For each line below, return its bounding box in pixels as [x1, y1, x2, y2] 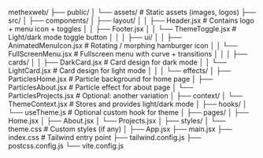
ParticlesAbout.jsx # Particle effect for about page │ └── [8, 83, 194, 92]
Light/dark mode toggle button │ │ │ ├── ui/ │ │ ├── [8, 32, 183, 42]
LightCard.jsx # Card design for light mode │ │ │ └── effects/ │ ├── [8, 66, 232, 75]
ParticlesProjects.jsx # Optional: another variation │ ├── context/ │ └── [8, 91, 243, 100]
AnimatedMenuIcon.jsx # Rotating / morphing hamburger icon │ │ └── [8, 41, 238, 50]
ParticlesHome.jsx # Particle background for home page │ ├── [8, 75, 213, 83]
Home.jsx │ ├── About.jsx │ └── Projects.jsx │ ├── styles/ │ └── [8, 116, 226, 125]
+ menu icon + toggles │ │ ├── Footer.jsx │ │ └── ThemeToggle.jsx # [8, 24, 237, 33]
